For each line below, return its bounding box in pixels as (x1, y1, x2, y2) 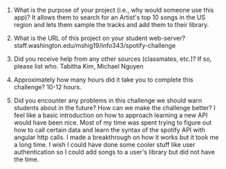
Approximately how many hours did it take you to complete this (13, 75, 194, 84)
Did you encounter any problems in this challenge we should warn (13, 96, 203, 105)
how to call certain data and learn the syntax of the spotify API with (13, 126, 205, 134)
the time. (13, 155, 39, 163)
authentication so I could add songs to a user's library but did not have (13, 148, 216, 156)
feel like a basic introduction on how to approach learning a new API (13, 111, 208, 119)
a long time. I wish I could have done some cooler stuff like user (13, 141, 196, 148)
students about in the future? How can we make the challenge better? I (13, 104, 216, 112)
